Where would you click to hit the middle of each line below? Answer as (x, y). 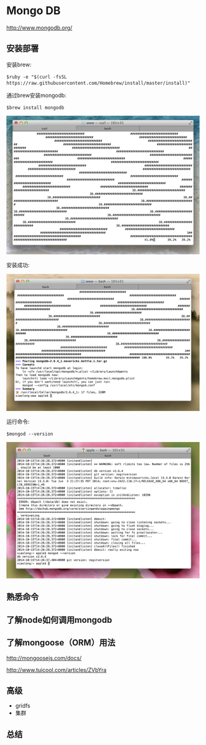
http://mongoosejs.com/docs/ (44, 658)
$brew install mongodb (35, 107)
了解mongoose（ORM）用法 (61, 643)
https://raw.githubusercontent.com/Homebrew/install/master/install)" (98, 83)
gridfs (23, 706)
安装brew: (19, 64)
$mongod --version (30, 434)
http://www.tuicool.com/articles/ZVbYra (56, 669)
